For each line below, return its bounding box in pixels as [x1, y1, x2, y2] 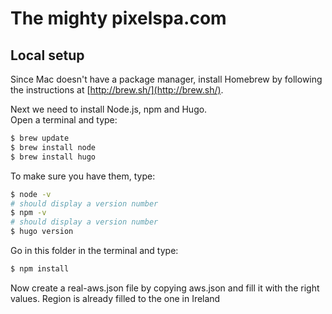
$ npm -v [10, 208, 47, 218]
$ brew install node [10, 142, 97, 152]
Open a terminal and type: [10, 114, 118, 126]
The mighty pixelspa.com [10, 7, 227, 30]
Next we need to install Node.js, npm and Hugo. [10, 103, 208, 115]
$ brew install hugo [10, 152, 97, 162]
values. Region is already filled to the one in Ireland [10, 292, 221, 304]
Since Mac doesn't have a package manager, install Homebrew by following [10, 73, 323, 85]
